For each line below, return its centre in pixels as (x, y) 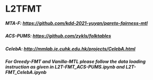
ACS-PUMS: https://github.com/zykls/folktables (58, 36)
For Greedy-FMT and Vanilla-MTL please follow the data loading (75, 61)
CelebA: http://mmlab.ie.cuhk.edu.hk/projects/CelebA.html (70, 49)
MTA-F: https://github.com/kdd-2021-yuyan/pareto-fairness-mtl (76, 23)
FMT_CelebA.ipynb (26, 72)
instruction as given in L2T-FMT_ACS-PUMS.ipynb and (65, 67)
